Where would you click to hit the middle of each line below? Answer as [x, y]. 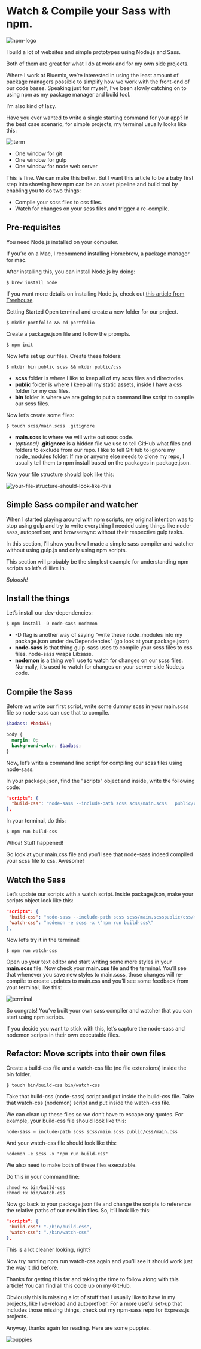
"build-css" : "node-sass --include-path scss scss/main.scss [89, 804]
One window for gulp [41, 159]
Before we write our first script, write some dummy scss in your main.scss [98, 706]
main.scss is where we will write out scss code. [74, 437]
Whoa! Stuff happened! [35, 843]
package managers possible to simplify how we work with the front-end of [98, 82]
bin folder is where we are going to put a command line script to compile [104, 397]
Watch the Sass [36, 880]
